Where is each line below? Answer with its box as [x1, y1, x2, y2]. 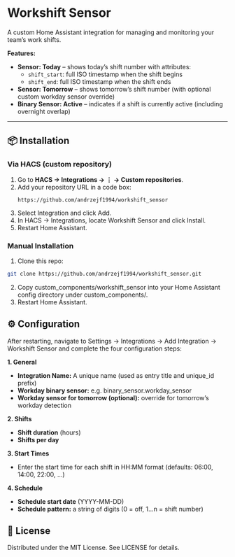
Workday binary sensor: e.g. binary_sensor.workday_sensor [17, 386, 192, 395]
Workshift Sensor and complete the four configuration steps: [7, 344, 182, 353]
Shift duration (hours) [17, 428, 82, 437]
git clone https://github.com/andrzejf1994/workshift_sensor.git [7, 270, 201, 277]
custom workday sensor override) [17, 92, 115, 101]
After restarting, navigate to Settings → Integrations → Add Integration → [7, 337, 217, 345]
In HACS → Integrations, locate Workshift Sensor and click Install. [17, 216, 206, 225]
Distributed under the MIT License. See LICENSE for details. [7, 544, 180, 552]
